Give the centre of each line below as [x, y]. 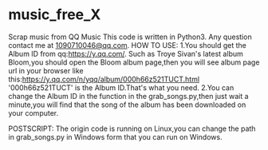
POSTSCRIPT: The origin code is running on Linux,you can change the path [132, 128]
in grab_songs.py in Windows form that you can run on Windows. [115, 136]
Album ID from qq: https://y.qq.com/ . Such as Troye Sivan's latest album [126, 53]
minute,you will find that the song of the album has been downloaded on [127, 105]
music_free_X [55, 15]
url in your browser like [46, 70]
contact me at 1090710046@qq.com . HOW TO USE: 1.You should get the [128, 45]
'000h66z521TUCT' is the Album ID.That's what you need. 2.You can [121, 87]
